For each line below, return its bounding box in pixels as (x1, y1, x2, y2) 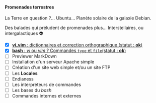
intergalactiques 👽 (5, 30, 43, 36)
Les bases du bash (12, 87, 52, 93)
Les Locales (12, 70, 38, 76)
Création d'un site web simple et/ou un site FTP (12, 64, 111, 70)
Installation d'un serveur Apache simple (12, 59, 95, 65)
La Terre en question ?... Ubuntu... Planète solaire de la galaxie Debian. (5, 15, 151, 21)
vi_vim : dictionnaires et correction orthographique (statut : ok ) (12, 42, 143, 48)
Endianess (12, 75, 34, 82)
